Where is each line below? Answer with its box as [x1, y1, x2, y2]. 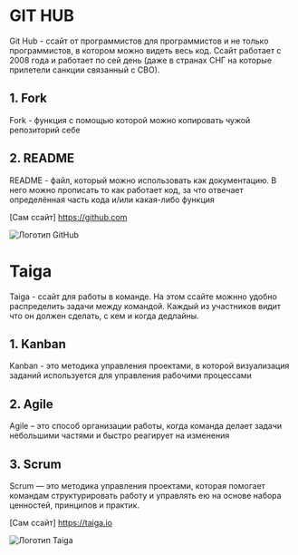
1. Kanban [9, 336, 66, 352]
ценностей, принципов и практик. [9, 500, 140, 511]
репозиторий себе [9, 124, 81, 135]
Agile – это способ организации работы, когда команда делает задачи [9, 421, 283, 432]
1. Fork [9, 91, 48, 106]
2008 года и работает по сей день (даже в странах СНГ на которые [9, 54, 273, 65]
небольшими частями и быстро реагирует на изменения [9, 430, 230, 441]
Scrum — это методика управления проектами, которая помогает [9, 480, 265, 491]
